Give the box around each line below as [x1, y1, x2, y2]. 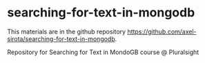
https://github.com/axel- [127, 27, 197, 36]
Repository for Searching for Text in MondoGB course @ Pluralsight [7, 48, 199, 56]
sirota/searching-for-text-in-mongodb [7, 34, 115, 42]
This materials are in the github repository [7, 27, 126, 36]
